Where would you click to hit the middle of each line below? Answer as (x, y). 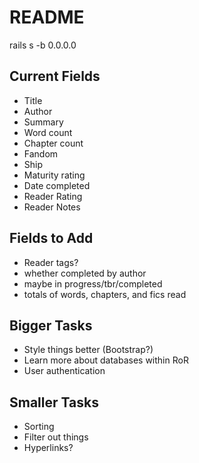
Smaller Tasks (54, 402)
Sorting (39, 427)
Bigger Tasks (51, 325)
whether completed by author (85, 273)
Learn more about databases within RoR (106, 360)
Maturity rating (54, 175)
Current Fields (55, 76)
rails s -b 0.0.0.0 (43, 45)
